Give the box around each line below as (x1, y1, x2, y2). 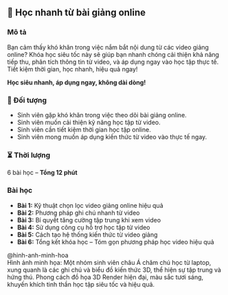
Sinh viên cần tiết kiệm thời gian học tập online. (16, 125, 151, 134)
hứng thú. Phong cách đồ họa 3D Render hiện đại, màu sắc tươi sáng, (7, 272, 204, 281)
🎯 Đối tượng (7, 95, 47, 105)
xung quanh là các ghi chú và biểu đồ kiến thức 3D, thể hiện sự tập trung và (7, 265, 222, 274)
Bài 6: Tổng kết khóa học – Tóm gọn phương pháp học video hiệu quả (16, 237, 214, 246)
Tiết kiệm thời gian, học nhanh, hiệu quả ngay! (7, 64, 138, 73)
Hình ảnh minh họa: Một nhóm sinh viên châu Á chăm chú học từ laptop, (7, 258, 212, 266)
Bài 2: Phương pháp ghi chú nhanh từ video (16, 209, 140, 217)
